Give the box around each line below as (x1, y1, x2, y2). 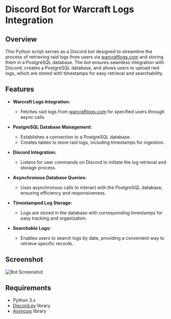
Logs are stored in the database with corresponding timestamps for (20, 209, 163, 216)
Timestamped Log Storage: (12, 200, 73, 206)
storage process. (20, 164, 56, 171)
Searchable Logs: (12, 225, 51, 231)
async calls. (20, 114, 46, 120)
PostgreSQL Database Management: (12, 124, 92, 130)
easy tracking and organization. (20, 215, 87, 221)
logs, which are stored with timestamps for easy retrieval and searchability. (5, 70, 164, 76)
